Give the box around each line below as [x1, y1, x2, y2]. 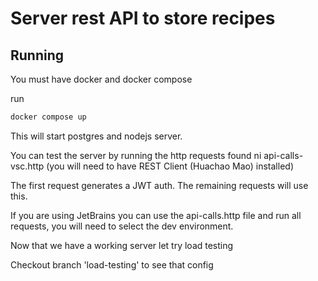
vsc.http [10, 160, 45, 172]
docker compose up [10, 112, 87, 122]
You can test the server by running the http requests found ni [10, 149, 262, 161]
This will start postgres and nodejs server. [10, 130, 183, 142]
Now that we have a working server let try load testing [10, 239, 234, 251]
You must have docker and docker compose [10, 73, 193, 85]
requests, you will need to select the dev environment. [10, 220, 234, 232]
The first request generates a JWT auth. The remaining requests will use [10, 179, 309, 191]
